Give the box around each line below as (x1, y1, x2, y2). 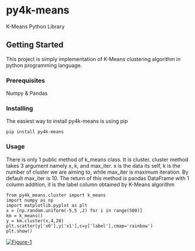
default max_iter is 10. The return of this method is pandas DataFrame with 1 (6, 174, 189, 182)
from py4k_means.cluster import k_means (6, 192, 107, 198)
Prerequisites (6, 76, 45, 84)
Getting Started (6, 40, 64, 50)
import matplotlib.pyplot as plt (6, 202, 88, 208)
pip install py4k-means (6, 129, 64, 135)
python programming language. (6, 62, 83, 69)
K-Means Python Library (6, 23, 65, 30)
